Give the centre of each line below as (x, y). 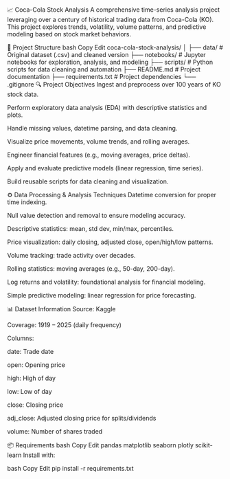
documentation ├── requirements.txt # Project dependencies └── (102, 77)
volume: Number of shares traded (55, 431)
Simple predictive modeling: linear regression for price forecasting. (102, 295)
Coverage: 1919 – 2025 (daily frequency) (65, 325)
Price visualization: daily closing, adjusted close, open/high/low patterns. (110, 242)
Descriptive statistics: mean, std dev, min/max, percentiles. (90, 229)
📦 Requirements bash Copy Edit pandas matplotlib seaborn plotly (101, 445)
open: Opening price (36, 365)
